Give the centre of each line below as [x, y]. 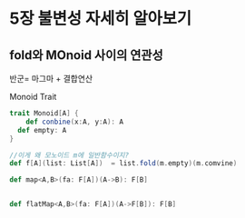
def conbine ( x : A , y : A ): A [75, 122]
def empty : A [42, 130]
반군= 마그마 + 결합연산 [51, 79]
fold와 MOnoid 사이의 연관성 [86, 55]
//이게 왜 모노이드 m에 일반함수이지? [69, 155]
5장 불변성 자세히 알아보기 [101, 19]
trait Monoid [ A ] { [44, 114]
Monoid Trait [33, 97]
